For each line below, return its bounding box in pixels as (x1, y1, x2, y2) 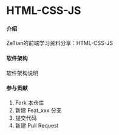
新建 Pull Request (15, 122, 59, 129)
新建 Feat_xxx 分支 (15, 106, 62, 114)
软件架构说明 (6, 69, 38, 77)
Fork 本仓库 (15, 99, 44, 106)
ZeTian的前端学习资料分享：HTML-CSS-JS (6, 40, 114, 47)
